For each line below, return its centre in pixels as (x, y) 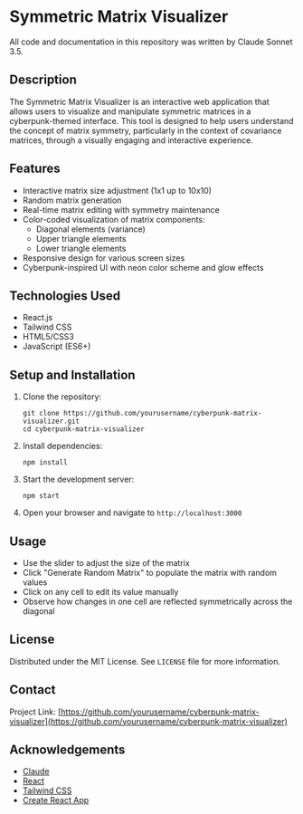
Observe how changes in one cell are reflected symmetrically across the (157, 601)
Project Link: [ (35, 712)
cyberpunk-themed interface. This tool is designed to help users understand (151, 120)
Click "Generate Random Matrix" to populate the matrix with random (150, 573)
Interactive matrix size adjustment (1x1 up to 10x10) (117, 190)
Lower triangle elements (81, 248)
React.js (38, 318)
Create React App (56, 800)
